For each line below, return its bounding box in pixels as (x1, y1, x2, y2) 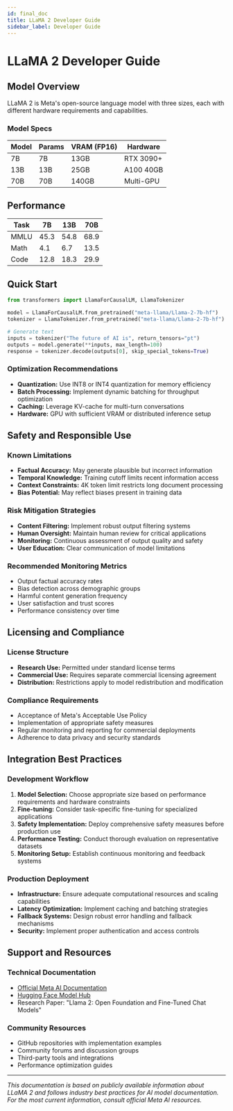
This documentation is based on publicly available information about (7, 1080, 205, 1089)
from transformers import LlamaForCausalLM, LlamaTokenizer (7, 297, 185, 304)
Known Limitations (7, 451, 72, 460)
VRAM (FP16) (71, 142, 118, 152)
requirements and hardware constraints (17, 797, 130, 806)
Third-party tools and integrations (17, 1053, 114, 1062)
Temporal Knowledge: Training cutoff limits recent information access (17, 473, 219, 482)
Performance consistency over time (17, 606, 120, 615)
